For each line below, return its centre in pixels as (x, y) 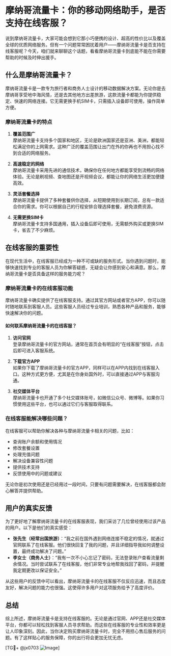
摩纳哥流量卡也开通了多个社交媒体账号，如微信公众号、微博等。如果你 (86, 398)
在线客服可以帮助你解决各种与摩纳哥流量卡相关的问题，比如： (70, 431)
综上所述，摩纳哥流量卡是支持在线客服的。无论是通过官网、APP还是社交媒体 (85, 619)
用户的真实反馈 (29, 508)
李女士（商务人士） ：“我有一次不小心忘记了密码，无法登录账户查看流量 (86, 558)
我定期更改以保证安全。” (37, 570)
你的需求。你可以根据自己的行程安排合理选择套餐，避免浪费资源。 (86, 206)
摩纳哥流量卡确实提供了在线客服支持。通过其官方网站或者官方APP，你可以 (83, 300)
